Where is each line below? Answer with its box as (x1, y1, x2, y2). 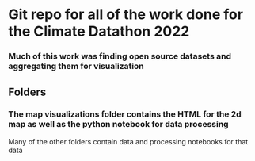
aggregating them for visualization (8, 61, 144, 72)
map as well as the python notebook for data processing (8, 119, 229, 130)
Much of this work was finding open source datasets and (8, 51, 232, 62)
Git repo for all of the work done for (8, 6, 244, 24)
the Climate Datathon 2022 (8, 22, 190, 40)
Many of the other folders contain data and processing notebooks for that (8, 136, 249, 146)
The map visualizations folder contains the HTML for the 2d (8, 109, 242, 120)
